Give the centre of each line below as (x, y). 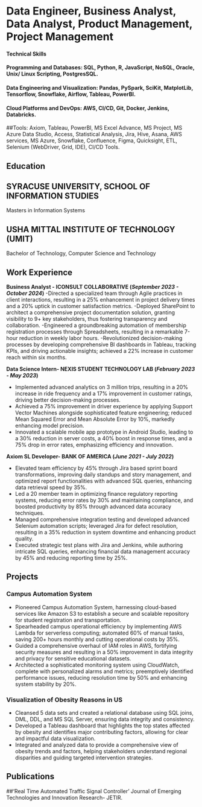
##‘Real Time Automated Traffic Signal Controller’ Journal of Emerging (94, 791)
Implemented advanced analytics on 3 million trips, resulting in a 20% (102, 387)
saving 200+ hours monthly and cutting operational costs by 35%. (97, 639)
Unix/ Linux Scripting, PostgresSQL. (52, 74)
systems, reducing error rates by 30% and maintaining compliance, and (104, 500)
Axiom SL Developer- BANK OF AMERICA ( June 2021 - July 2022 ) (90, 456)
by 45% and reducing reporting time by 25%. (71, 558)
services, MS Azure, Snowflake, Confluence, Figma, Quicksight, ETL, (92, 141)
